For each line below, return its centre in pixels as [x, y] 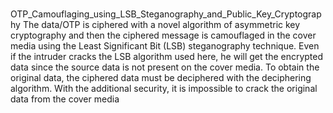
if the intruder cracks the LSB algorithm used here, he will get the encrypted [167, 57]
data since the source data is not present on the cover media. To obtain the [165, 67]
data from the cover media [65, 99]
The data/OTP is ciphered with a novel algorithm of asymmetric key [161, 25]
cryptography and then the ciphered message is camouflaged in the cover [163, 35]
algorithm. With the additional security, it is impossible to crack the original [164, 89]
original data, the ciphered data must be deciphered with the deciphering [161, 78]
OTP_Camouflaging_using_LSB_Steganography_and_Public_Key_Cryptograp [166, 14]
